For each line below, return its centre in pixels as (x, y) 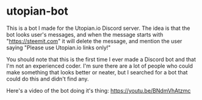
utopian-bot (37, 11)
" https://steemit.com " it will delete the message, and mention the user (94, 41)
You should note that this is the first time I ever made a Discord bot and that (101, 59)
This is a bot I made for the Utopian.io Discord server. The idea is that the (98, 28)
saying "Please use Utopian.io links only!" (59, 48)
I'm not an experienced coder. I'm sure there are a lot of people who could (100, 66)
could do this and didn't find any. (48, 79)
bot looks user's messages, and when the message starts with (85, 34)
